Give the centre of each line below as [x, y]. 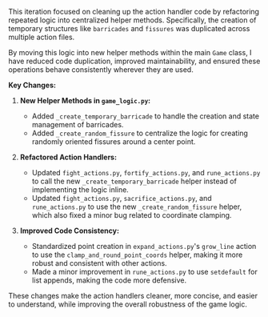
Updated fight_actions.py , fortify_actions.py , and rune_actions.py [146, 173]
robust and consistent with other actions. [99, 263]
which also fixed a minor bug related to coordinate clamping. [132, 215]
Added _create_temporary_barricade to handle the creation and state [146, 116]
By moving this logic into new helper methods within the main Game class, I [130, 52]
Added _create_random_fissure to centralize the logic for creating [140, 133]
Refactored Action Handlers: [68, 157]
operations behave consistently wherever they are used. [101, 70]
